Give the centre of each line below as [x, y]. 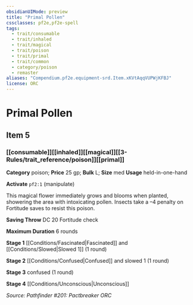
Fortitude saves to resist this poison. [51, 208]
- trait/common [30, 61]
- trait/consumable [36, 34]
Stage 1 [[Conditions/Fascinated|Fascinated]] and [67, 242]
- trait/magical [32, 45]
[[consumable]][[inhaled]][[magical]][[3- [67, 152]
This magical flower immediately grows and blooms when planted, [87, 195]
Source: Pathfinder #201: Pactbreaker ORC [59, 295]
